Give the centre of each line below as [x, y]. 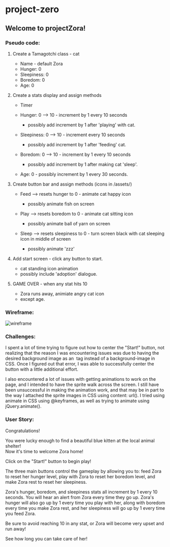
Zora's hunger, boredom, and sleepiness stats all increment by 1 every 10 [81, 492]
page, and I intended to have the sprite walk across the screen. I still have [82, 385]
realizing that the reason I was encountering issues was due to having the [82, 353]
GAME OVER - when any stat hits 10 [50, 283]
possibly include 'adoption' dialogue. [59, 274]
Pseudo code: [23, 43]
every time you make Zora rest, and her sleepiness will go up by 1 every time [85, 508]
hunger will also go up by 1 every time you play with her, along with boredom [85, 503]
